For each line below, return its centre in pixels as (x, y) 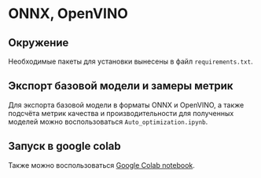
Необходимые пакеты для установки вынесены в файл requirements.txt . (130, 61)
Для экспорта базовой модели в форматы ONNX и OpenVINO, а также (126, 105)
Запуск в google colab (65, 146)
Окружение (39, 43)
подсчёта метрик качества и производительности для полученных (121, 113)
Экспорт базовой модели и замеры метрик (121, 86)
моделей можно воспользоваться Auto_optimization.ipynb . (108, 122)
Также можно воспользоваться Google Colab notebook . (101, 165)
